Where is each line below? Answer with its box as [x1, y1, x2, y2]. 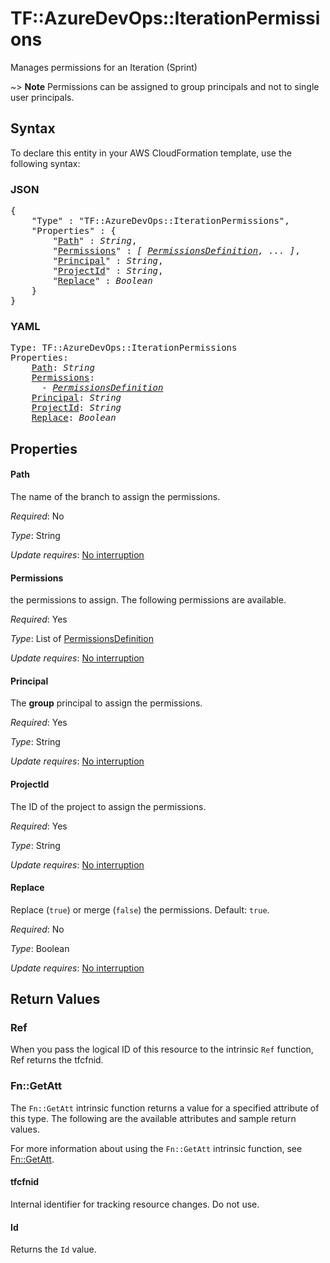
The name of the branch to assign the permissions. [10, 490, 221, 502]
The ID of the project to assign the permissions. [10, 800, 207, 812]
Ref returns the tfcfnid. [10, 1054, 104, 1066]
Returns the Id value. [10, 1243, 97, 1256]
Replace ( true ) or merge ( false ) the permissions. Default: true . [10, 903, 270, 916]
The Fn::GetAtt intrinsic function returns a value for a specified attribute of [10, 1102, 320, 1114]
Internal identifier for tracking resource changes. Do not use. [10, 1198, 260, 1210]
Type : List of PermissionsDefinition [10, 633, 154, 645]
